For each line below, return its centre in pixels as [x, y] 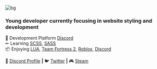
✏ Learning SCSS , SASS [31, 43]
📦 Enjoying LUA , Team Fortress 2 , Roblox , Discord [58, 49]
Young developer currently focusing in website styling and [79, 21]
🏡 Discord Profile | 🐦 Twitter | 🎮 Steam [47, 61]
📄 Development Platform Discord [39, 38]
